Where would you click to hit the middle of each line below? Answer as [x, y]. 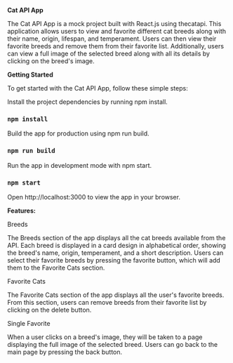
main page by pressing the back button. [65, 352]
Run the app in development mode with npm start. [80, 165]
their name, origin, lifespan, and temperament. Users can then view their [112, 39]
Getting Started [31, 74]
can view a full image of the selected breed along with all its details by [109, 53]
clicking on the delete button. [49, 310]
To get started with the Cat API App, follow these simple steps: [98, 88]
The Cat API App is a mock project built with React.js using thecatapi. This [114, 24]
